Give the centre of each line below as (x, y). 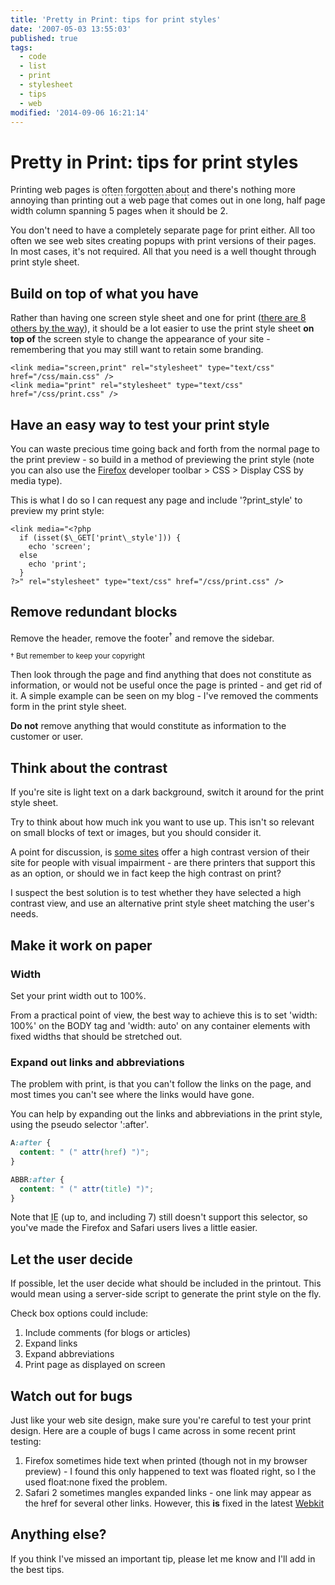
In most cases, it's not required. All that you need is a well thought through (163, 252)
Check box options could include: (79, 1313)
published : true (44, 38)
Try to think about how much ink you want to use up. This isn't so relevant (162, 822)
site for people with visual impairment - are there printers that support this (163, 863)
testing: (26, 1442)
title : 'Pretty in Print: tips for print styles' (116, 19)
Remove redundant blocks (94, 612)
